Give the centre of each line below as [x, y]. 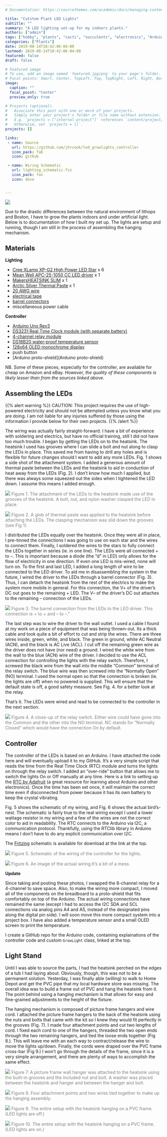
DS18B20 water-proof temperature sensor [55, 342]
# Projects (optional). [30, 106]
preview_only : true [30, 97]
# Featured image [23, 69]
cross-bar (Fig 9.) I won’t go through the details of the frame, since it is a [80, 1051]
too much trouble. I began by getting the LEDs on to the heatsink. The [76, 442]
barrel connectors [31, 302]
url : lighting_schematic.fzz [42, 170]
